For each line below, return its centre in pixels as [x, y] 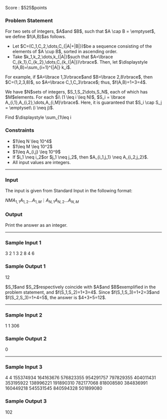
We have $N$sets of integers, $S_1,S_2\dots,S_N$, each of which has [77, 92]
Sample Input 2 [24, 315]
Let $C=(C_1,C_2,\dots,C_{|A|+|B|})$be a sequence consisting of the [82, 46]
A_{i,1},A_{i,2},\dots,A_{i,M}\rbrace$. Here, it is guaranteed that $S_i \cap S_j [83, 102]
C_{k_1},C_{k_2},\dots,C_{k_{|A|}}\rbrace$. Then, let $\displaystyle [80, 62]
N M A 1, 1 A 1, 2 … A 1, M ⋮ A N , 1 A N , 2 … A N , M [42, 201]
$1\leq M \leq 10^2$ [32, 146]
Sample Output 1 [25, 266]
